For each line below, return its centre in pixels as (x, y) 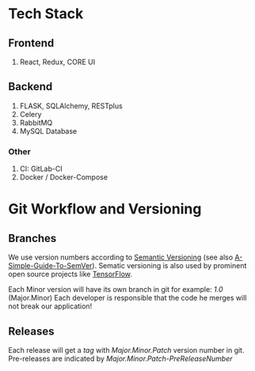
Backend (30, 87)
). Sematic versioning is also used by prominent (169, 266)
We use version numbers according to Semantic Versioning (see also (121, 257)
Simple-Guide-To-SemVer (50, 266)
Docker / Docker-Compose (64, 177)
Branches (32, 238)
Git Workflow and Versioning (105, 209)
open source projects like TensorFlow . (70, 274)
